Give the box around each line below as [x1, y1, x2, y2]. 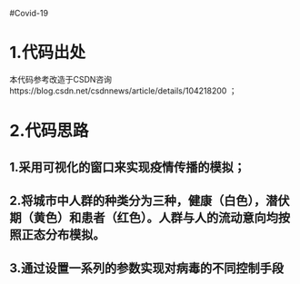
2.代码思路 [9, 121, 89, 142]
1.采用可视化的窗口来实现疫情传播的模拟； [9, 159, 246, 175]
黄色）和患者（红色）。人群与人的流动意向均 [33, 210, 279, 225]
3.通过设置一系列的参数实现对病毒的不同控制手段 [9, 260, 285, 276]
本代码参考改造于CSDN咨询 [9, 73, 112, 84]
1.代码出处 [9, 43, 86, 63]
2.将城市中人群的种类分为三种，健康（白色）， [9, 192, 266, 208]
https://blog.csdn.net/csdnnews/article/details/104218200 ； [9, 85, 238, 96]
